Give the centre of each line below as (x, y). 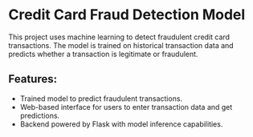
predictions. (40, 115)
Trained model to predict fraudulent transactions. (101, 99)
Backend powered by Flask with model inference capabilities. (121, 124)
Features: (33, 79)
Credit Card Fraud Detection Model (127, 15)
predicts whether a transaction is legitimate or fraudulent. (103, 54)
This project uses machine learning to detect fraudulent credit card (119, 37)
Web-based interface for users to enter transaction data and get (126, 107)
